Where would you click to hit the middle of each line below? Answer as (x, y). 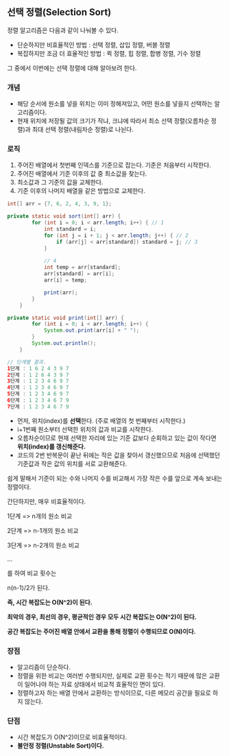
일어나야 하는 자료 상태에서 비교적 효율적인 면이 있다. (95, 685)
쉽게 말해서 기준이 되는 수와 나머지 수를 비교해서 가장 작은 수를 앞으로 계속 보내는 (115, 478)
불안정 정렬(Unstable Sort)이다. (60, 746)
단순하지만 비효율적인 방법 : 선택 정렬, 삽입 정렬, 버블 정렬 (94, 45)
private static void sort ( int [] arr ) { (64, 216)
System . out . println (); (64, 343)
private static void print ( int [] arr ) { (66, 318)
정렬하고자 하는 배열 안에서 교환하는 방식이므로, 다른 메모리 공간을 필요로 (114, 693)
